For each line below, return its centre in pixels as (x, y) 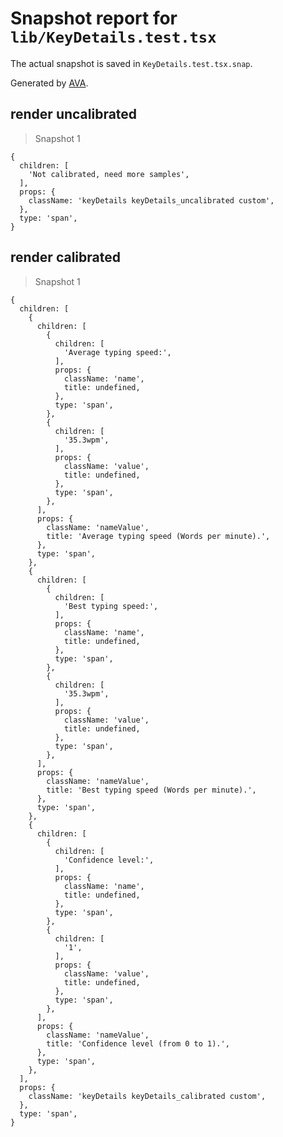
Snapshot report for (94, 18)
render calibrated (65, 257)
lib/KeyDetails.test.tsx (113, 37)
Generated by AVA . (49, 83)
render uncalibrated (74, 114)
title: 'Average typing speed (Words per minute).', (158, 536)
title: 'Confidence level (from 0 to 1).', (138, 1043)
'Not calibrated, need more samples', (109, 174)
